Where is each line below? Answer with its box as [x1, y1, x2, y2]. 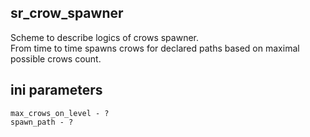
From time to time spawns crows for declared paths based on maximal [10, 42, 300, 54]
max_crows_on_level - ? [10, 108, 110, 118]
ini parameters [10, 82, 103, 99]
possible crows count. [10, 52, 102, 65]
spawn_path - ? [10, 117, 74, 127]
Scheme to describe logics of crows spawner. [10, 31, 199, 43]
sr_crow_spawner [10, 5, 124, 22]
